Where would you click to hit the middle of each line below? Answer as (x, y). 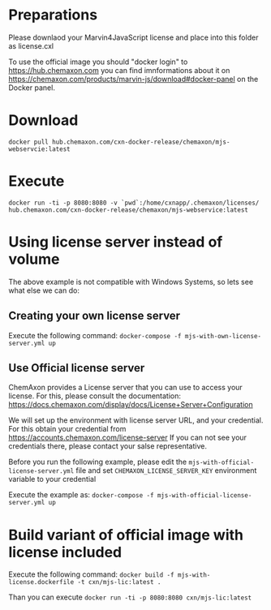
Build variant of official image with (126, 535)
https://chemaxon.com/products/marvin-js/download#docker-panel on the (133, 79)
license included (65, 552)
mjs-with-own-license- (223, 336)
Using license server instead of (116, 242)
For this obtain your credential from (67, 429)
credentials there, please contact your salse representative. (108, 446)
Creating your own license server (95, 316)
